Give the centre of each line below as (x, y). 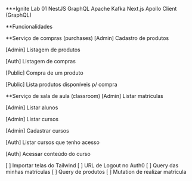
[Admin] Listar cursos (32, 119)
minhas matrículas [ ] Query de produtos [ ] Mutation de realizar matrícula (96, 172)
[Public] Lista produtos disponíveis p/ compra (61, 84)
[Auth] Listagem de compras (41, 61)
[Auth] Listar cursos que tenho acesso (52, 142)
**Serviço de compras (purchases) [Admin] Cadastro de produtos (87, 38)
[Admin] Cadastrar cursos (37, 131)
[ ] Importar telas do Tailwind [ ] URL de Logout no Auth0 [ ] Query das (92, 165)
